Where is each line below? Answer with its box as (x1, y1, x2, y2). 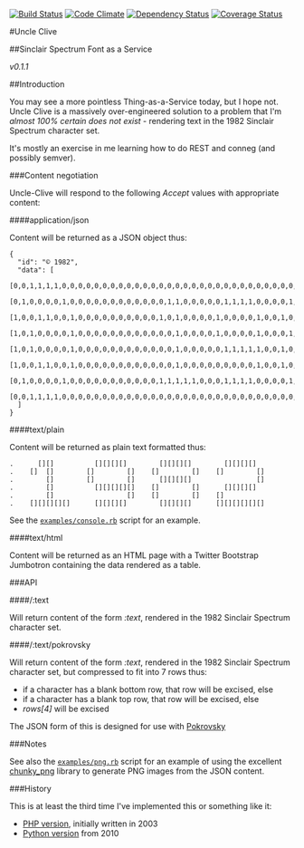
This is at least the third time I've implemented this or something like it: (9, 801, 272, 811)
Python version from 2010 (22, 828, 119, 838)
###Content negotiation (9, 170, 99, 180)
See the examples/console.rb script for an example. (9, 515, 201, 525)
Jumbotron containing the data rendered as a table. (9, 560, 202, 570)
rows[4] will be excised (22, 703, 109, 714)
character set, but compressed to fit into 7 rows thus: (9, 667, 208, 677)
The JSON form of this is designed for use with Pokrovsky (9, 721, 226, 731)
